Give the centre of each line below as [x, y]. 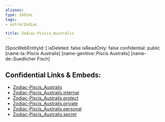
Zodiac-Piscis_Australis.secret [44, 114]
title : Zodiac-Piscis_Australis [40, 34]
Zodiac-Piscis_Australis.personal [47, 109]
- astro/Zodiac [21, 24]
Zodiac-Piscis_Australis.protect [45, 98]
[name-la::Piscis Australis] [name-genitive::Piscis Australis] [68, 54]
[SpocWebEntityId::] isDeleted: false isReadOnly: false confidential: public [83, 48]
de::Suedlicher [21, 59]
